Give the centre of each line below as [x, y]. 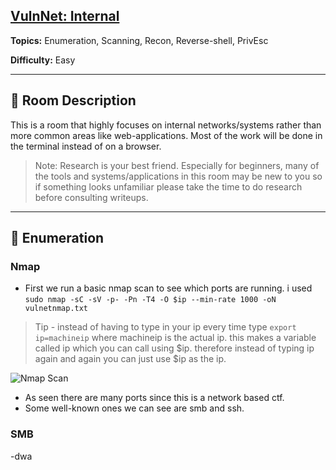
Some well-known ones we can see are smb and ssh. [134, 408]
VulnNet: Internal [65, 16]
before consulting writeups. [91, 197]
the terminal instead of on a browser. [86, 146]
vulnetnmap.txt [56, 309]
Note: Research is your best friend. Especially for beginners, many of [177, 165]
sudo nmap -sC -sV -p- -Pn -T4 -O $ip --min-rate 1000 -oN [150, 300]
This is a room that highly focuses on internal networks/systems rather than [166, 125]
